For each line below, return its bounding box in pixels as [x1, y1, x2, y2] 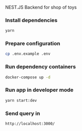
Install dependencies [5, 17, 58, 24]
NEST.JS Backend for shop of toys [5, 5, 77, 10]
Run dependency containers [5, 63, 76, 70]
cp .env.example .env [5, 51, 51, 57]
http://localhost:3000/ [5, 121, 55, 126]
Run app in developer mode [5, 86, 74, 93]
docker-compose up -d [5, 75, 51, 80]
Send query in [5, 110, 40, 117]
